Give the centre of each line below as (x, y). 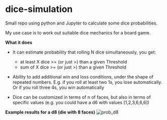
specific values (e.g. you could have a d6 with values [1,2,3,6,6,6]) (81, 102)
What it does (19, 42)
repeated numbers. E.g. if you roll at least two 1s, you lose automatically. (87, 82)
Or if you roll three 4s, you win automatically (58, 87)
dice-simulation (39, 9)
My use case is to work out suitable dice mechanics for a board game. (78, 32)
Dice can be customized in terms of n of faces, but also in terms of (81, 97)
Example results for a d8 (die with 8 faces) (50, 112)
